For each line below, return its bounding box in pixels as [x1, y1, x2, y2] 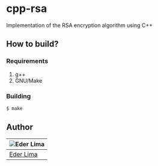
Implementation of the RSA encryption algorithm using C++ [6, 22, 153, 29]
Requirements [6, 57, 49, 65]
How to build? [6, 39, 59, 49]
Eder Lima [9, 150, 38, 158]
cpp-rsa [6, 2, 47, 16]
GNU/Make [14, 77, 43, 84]
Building [6, 92, 31, 100]
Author [6, 122, 33, 132]
